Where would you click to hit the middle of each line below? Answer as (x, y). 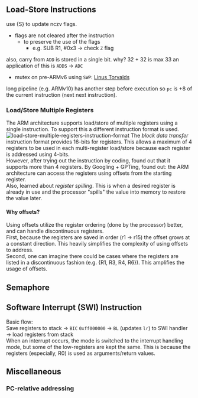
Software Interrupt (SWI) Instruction (74, 307)
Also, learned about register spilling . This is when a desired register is (91, 186)
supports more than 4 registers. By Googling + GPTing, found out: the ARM (98, 167)
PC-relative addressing (40, 388)
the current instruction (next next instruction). (61, 94)
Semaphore (28, 287)
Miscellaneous (34, 371)
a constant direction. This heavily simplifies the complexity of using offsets (97, 244)
